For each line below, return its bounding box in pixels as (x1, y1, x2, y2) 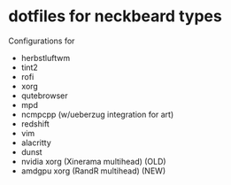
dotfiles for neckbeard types (8, 6, 222, 27)
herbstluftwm (20, 52, 71, 63)
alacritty (20, 137, 52, 148)
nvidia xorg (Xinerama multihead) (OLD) (20, 156, 166, 166)
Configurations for (8, 35, 75, 46)
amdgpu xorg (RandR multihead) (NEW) (20, 166, 166, 176)
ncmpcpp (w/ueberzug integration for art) (20, 109, 174, 119)
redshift (20, 118, 50, 129)
